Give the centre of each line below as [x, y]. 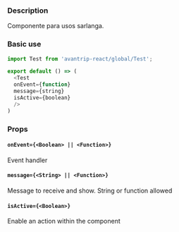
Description [28, 11]
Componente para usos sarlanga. [56, 26]
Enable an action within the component [64, 221]
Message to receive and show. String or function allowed [90, 190]
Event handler [27, 160]
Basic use [24, 44]
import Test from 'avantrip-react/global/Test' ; [80, 59]
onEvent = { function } [42, 85]
